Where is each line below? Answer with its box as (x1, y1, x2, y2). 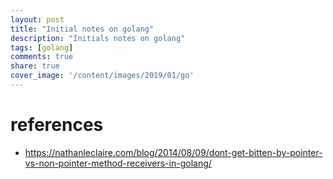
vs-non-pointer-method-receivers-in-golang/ (24, 157, 212, 169)
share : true (10, 61, 60, 71)
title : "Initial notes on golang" (10, 24, 155, 34)
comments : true (10, 52, 74, 62)
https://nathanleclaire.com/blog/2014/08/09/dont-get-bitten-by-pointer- (24, 146, 323, 158)
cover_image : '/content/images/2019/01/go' (10, 71, 195, 81)
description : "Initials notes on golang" (10, 33, 186, 43)
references (10, 114, 104, 136)
